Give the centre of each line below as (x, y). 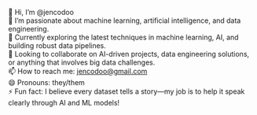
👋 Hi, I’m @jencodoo (41, 12)
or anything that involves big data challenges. (82, 62)
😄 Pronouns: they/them (46, 82)
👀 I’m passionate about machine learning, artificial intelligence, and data (125, 20)
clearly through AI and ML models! (64, 103)
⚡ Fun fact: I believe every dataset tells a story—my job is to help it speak (127, 91)
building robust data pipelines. (57, 46)
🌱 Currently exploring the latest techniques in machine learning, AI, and (123, 37)
